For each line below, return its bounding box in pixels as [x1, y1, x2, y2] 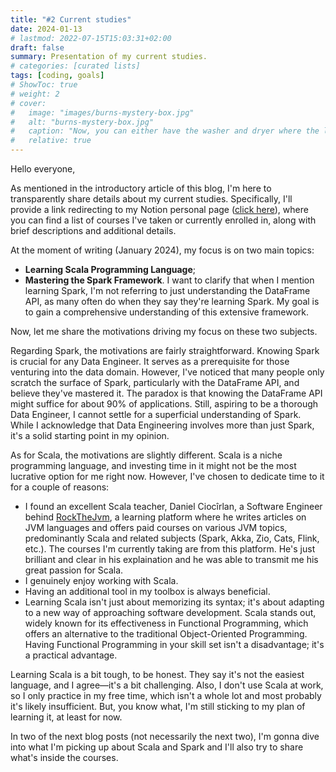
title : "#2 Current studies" [10, 14, 132, 25]
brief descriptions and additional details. [10, 225, 177, 236]
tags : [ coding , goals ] [10, 71, 105, 81]
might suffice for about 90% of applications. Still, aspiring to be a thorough [10, 398, 319, 410]
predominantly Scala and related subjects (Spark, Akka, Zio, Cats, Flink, [24, 532, 320, 544]
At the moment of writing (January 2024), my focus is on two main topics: [10, 244, 315, 256]
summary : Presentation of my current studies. [10, 52, 208, 62]
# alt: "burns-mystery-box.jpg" [10, 117, 155, 127]
